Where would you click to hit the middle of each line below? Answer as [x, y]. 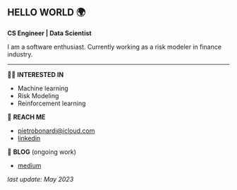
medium [29, 165]
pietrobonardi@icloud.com [56, 131]
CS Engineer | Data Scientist [49, 33]
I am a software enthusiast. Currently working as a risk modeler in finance [115, 47]
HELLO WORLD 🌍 [47, 12]
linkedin [29, 138]
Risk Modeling [38, 95]
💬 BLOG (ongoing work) [42, 152]
